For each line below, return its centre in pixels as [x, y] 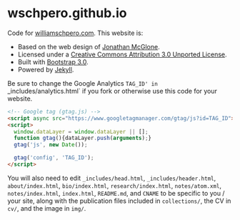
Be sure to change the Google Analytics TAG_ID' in [83, 83]
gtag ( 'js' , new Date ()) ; [51, 145]
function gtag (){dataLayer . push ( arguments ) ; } [83, 138]
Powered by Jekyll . [46, 69]
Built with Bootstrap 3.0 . [53, 61]
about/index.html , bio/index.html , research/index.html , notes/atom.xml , [115, 185]
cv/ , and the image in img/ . [47, 208]
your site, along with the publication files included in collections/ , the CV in [119, 201]
